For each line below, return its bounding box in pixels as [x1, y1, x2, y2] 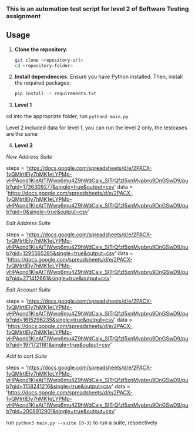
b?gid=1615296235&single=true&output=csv [6, 316, 115, 323]
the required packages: [14, 79, 72, 86]
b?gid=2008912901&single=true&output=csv [6, 408, 115, 415]
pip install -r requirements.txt [14, 91, 97, 97]
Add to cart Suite [6, 353, 48, 360]
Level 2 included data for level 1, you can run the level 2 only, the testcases [6, 124, 187, 131]
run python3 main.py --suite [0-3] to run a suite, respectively [6, 419, 157, 426]
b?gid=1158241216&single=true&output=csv [6, 383, 112, 390]
